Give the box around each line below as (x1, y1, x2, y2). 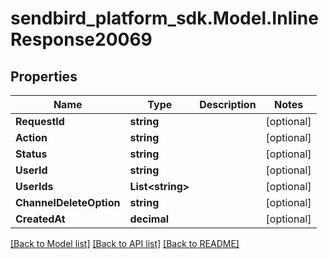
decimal (129, 212, 170, 226)
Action (15, 131, 48, 144)
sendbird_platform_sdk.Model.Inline (10, 7, 319, 30)
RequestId (15, 115, 65, 128)
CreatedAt (15, 212, 66, 226)
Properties (10, 68, 78, 85)
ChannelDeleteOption (15, 196, 121, 209)
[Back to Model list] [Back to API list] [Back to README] (10, 238, 240, 249)
